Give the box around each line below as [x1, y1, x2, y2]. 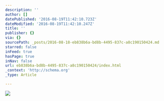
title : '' [5, 26, 26, 31]
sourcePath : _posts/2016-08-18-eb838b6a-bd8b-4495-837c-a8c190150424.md [5, 40, 160, 45]
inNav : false [5, 58, 32, 63]
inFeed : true [5, 49, 32, 54]
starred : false [5, 44, 37, 49]
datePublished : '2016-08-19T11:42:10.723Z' [5, 16, 97, 21]
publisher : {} [5, 30, 35, 35]
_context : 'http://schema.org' [5, 68, 70, 73]
